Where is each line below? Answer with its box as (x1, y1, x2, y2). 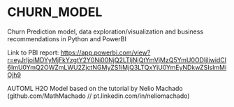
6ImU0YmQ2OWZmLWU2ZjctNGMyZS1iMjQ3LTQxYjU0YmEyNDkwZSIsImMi (7, 63, 227, 71)
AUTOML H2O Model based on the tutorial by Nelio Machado (7, 84, 183, 92)
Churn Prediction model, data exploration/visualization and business (7, 27, 204, 36)
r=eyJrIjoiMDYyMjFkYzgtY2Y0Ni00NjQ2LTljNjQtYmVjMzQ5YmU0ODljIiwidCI (7, 55, 227, 64)
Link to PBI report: (7, 48, 59, 57)
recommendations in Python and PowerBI (7, 34, 127, 43)
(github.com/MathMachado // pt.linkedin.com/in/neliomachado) (7, 92, 190, 100)
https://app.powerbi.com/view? (60, 48, 151, 57)
